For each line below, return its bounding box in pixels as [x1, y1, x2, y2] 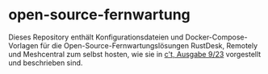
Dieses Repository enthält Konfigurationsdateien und [8, 32, 184, 42]
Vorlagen [8, 40, 39, 50]
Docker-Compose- [185, 32, 248, 42]
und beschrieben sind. [8, 58, 83, 68]
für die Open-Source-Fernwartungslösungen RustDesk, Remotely [40, 40, 258, 50]
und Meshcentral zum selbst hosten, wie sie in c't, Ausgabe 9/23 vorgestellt [8, 49, 262, 59]
